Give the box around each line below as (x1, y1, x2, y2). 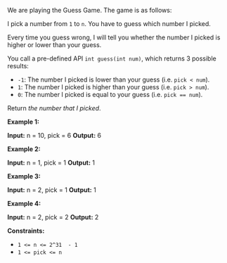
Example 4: (7, 200, 41, 207)
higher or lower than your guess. (7, 41, 102, 49)
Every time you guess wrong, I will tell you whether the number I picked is (7, 33, 221, 41)
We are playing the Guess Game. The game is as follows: (7, 6, 172, 14)
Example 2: (7, 145, 41, 153)
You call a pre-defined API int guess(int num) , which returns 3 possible (7, 54, 216, 63)
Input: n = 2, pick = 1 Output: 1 (7, 186, 96, 194)
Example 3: (7, 172, 41, 180)
